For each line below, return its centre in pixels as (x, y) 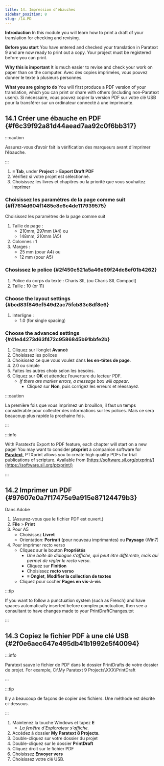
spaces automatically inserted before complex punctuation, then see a (76, 606)
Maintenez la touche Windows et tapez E (53, 723)
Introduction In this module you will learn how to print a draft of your (74, 33)
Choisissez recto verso (50, 571)
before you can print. (26, 58)
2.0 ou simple (26, 366)
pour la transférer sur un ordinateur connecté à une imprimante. (69, 103)
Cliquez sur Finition (47, 566)
